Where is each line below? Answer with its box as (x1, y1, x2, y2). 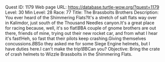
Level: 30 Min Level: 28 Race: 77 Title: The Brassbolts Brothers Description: (5, 9, 159, 15)
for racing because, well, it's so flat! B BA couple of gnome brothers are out (5, 25, 157, 31)
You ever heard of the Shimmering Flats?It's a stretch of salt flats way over (5, 15, 157, 20)
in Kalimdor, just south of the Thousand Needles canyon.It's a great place (5, 20, 155, 26)
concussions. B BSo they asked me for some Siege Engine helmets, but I (5, 41, 151, 46)
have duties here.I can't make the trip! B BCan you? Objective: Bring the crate (5, 46, 160, 52)
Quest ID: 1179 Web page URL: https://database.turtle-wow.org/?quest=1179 (5, 4, 160, 10)
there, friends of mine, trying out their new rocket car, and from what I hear (5, 31, 158, 36)
